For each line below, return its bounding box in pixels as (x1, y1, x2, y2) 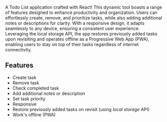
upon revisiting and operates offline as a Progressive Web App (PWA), (5, 36, 149, 42)
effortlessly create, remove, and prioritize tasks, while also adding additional (5, 15, 162, 20)
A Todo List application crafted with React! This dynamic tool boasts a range (5, 4, 162, 10)
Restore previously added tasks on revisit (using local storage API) (12, 106, 150, 112)
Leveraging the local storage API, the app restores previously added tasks (5, 31, 157, 36)
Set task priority (12, 95, 46, 101)
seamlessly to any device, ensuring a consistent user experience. (5, 25, 140, 31)
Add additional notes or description (12, 90, 85, 96)
